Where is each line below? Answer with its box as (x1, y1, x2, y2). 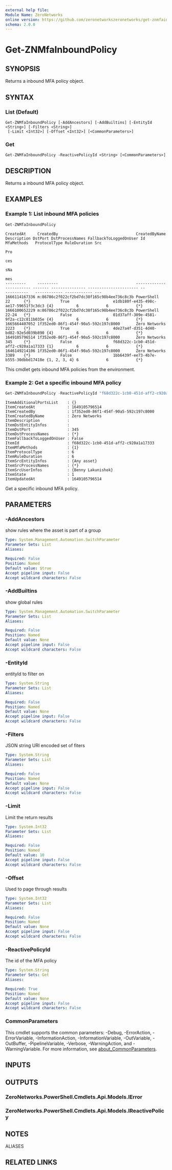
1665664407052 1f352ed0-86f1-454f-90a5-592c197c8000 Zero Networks (5, 321, 166, 326)
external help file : (5, 7, 50, 13)
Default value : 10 (5, 852, 45, 858)
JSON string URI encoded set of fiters (5, 742, 85, 749)
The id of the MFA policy (5, 958, 57, 964)
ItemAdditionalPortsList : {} (5, 400, 77, 405)
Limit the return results (5, 814, 53, 820)
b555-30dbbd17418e (5, 357, 45, 362)
